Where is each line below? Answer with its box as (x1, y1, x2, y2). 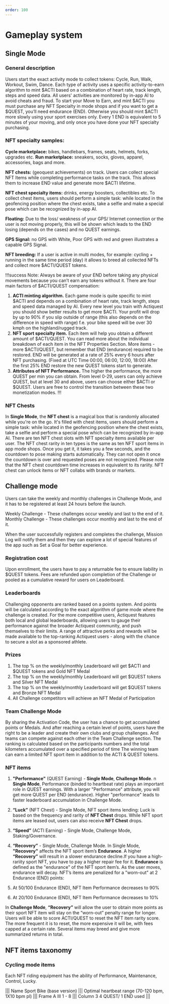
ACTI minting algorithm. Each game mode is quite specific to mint (12, 292, 151, 299)
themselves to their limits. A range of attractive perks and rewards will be (5, 628, 157, 634)
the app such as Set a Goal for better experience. (5, 542, 107, 548)
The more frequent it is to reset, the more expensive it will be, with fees (5, 920, 153, 927)
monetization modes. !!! (12, 389, 62, 395)
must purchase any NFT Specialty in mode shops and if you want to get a (5, 103, 158, 109)
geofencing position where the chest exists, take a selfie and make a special (5, 200, 164, 207)
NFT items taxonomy (5, 946, 72, 954)
